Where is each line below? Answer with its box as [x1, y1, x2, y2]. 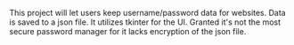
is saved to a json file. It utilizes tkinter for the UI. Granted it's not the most [9, 17, 282, 27]
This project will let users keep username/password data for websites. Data [9, 8, 287, 18]
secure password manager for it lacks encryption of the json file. [9, 26, 247, 36]
